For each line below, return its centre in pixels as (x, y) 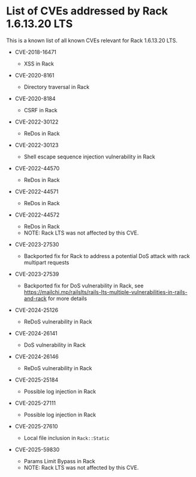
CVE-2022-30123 (37, 145)
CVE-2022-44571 (37, 191)
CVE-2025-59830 (37, 449)
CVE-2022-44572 (37, 215)
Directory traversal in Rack (57, 87)
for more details (67, 298)
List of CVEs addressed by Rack (87, 11)
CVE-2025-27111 (35, 403)
